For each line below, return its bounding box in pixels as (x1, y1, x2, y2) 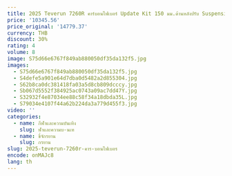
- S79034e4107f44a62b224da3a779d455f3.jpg (13, 100, 137, 107)
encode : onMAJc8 (7, 152, 54, 159)
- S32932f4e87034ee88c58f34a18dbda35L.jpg (13, 94, 137, 101)
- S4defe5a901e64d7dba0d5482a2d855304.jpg (13, 74, 137, 82)
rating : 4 (7, 42, 36, 49)
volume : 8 (7, 49, 36, 56)
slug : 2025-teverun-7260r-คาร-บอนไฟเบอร (7, 146, 118, 152)
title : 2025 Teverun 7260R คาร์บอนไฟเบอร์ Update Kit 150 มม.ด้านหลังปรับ (7, 10, 200, 17)
